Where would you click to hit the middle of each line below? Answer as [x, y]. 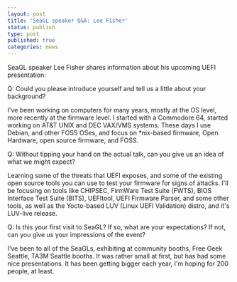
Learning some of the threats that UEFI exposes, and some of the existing [115, 176]
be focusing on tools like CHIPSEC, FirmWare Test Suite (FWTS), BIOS [110, 190]
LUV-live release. [33, 213]
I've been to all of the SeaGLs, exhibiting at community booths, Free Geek [115, 249]
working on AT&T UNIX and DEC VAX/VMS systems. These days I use [109, 125]
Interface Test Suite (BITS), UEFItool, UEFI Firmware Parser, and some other [118, 198]
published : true [31, 41]
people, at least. [31, 271]
